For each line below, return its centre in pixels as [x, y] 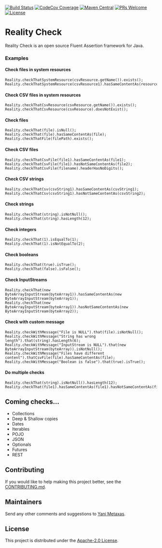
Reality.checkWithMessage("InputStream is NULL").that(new [66, 345]
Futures [20, 449]
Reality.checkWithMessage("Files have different [55, 353]
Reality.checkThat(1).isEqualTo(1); [42, 240]
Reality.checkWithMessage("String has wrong [50, 336]
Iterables [21, 429]
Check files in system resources [38, 70]
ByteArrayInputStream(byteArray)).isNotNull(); [54, 349]
